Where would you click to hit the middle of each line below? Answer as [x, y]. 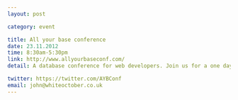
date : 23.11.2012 [33, 46]
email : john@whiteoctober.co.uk [55, 85]
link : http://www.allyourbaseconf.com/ [66, 60]
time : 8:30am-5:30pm [38, 53]
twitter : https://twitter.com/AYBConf [64, 79]
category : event [31, 27]
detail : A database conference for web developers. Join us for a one [114, 66]
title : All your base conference [57, 40]
